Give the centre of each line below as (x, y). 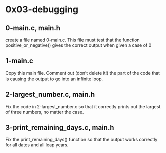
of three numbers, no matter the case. (45, 112)
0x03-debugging (42, 9)
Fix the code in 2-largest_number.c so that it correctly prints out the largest (83, 106)
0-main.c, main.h (33, 28)
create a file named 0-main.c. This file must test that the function (72, 40)
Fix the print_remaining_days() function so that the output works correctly (81, 140)
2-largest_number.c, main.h (50, 94)
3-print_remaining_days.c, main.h (60, 128)
